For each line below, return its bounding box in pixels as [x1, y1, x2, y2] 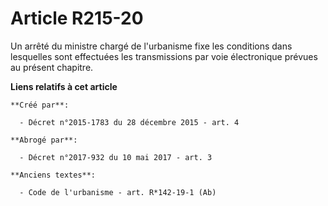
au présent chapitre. [10, 61, 94, 73]
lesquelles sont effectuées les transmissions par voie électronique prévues [10, 50, 318, 62]
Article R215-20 [10, 7, 144, 30]
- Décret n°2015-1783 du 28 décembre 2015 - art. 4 [19, 117, 240, 127]
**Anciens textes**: [10, 170, 97, 180]
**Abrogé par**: [10, 135, 78, 145]
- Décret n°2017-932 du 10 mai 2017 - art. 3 [19, 152, 213, 162]
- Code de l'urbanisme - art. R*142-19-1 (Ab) [19, 187, 217, 197]
